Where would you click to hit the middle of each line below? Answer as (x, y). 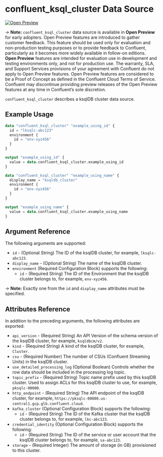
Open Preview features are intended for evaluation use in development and (81, 58)
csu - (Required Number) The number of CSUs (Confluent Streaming (81, 356)
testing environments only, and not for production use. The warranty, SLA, (80, 63)
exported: (15, 326)
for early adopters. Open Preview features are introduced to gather (73, 37)
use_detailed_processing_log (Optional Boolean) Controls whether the (83, 367)
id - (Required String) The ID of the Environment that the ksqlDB (84, 274)
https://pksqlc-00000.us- (81, 399)
